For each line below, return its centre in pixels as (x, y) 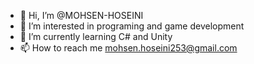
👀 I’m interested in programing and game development (132, 26)
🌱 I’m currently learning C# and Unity (96, 36)
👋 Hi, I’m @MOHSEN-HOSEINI (81, 15)
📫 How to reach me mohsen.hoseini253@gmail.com (128, 48)
